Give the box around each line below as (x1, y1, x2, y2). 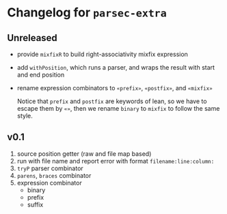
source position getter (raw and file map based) (16, 149, 152, 158)
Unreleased (7, 32, 58, 44)
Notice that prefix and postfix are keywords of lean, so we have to (16, 97, 207, 105)
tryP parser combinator (16, 164, 83, 172)
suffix (27, 200, 44, 209)
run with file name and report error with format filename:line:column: (16, 157, 215, 165)
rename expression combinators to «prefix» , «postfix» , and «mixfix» (16, 84, 213, 92)
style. (16, 111, 33, 120)
